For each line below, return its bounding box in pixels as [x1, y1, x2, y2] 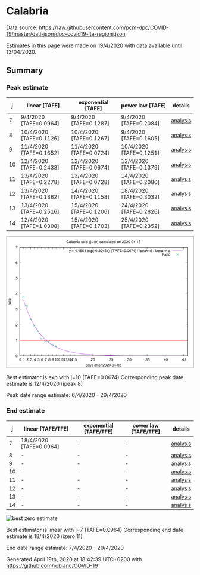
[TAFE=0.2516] [20, 208, 60, 215]
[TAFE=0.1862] [20, 193, 60, 201]
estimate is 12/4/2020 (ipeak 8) [6, 380, 83, 388]
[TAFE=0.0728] [70, 179, 110, 186]
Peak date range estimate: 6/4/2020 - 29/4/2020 [6, 392, 127, 399]
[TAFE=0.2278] [20, 179, 60, 186]
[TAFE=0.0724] [70, 149, 110, 156]
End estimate [6, 407, 45, 415]
